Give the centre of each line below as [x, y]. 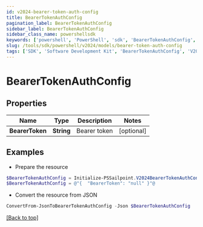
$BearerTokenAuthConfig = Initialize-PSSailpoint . [71, 178]
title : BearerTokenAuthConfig [44, 18]
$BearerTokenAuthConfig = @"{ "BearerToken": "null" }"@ [81, 183]
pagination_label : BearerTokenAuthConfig [59, 23]
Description [95, 120]
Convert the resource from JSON [56, 195]
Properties [27, 104]
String [61, 131]
